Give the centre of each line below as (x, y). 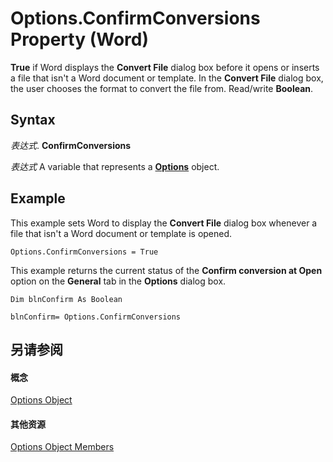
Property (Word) (79, 39)
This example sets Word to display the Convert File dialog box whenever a (164, 223)
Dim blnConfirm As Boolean (66, 299)
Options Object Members (62, 447)
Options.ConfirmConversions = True (84, 252)
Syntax (33, 120)
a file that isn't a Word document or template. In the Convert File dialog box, (167, 78)
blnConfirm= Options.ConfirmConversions (96, 317)
